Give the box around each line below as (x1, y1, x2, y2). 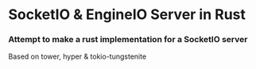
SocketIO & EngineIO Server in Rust (8, 6, 246, 24)
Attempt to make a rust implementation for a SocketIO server (8, 34, 248, 45)
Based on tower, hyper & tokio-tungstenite (8, 52, 147, 61)
